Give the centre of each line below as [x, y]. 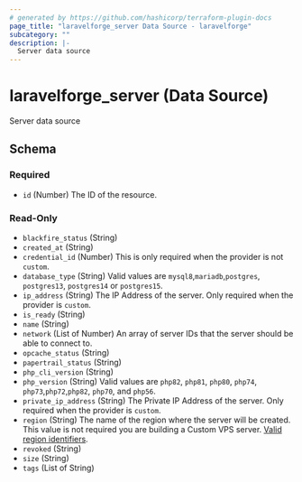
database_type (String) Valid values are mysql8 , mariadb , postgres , [141, 276]
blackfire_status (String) [70, 238]
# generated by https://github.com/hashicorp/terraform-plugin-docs [141, 18]
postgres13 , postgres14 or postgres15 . [93, 286]
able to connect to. [57, 343]
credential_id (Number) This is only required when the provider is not [153, 257]
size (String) [46, 459]
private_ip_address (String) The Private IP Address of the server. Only [153, 401]
